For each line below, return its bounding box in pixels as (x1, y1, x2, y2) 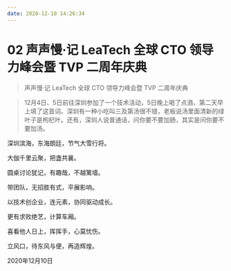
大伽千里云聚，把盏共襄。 (7, 153, 80, 162)
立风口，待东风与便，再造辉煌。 (7, 241, 98, 250)
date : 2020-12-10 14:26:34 (7, 10, 85, 17)
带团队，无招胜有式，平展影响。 (7, 183, 98, 191)
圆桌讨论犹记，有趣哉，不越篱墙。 (7, 168, 104, 176)
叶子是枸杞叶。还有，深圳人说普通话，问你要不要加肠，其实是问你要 (24, 115, 219, 124)
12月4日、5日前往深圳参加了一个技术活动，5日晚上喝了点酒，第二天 (24, 98, 218, 106)
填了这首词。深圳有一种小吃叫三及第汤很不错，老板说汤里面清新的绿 (30, 106, 225, 115)
